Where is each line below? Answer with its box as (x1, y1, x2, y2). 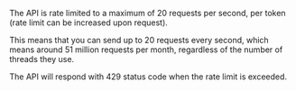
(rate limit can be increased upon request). (9, 17, 169, 28)
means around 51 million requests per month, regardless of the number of (9, 44, 283, 55)
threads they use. (9, 54, 75, 64)
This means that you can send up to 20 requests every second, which (9, 35, 269, 45)
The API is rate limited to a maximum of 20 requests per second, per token (9, 8, 286, 18)
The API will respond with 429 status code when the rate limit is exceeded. (9, 71, 287, 82)
